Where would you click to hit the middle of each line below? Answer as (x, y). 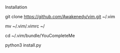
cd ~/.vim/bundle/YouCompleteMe (40, 36)
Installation (16, 7)
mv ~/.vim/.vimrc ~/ (25, 26)
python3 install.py (23, 45)
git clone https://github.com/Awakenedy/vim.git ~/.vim (60, 16)
